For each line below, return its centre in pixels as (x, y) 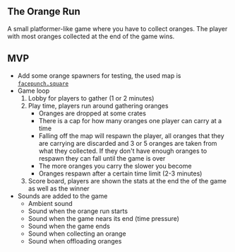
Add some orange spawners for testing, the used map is (99, 75)
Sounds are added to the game (62, 196)
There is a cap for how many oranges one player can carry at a (130, 120)
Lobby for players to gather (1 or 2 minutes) (91, 98)
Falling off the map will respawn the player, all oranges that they (131, 136)
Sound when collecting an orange (77, 234)
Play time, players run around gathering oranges (98, 105)
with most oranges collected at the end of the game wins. (91, 36)
